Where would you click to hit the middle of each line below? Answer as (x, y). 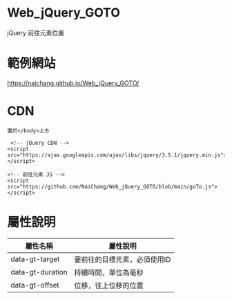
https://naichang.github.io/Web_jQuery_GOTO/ (73, 83)
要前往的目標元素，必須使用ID (123, 259)
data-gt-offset (35, 285)
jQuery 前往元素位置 (36, 33)
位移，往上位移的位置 (109, 285)
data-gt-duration (39, 272)
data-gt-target (35, 259)
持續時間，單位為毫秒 (109, 272)
